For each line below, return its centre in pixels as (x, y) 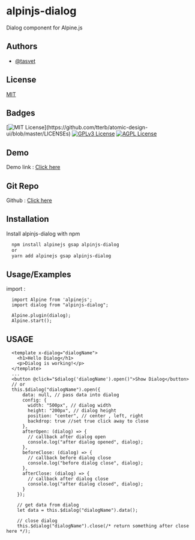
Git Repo (22, 186)
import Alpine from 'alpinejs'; (52, 300)
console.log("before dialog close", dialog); (86, 463)
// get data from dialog (48, 505)
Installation (28, 219)
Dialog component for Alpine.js (44, 28)
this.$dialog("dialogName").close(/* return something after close (103, 526)
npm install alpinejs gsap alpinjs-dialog (65, 245)
